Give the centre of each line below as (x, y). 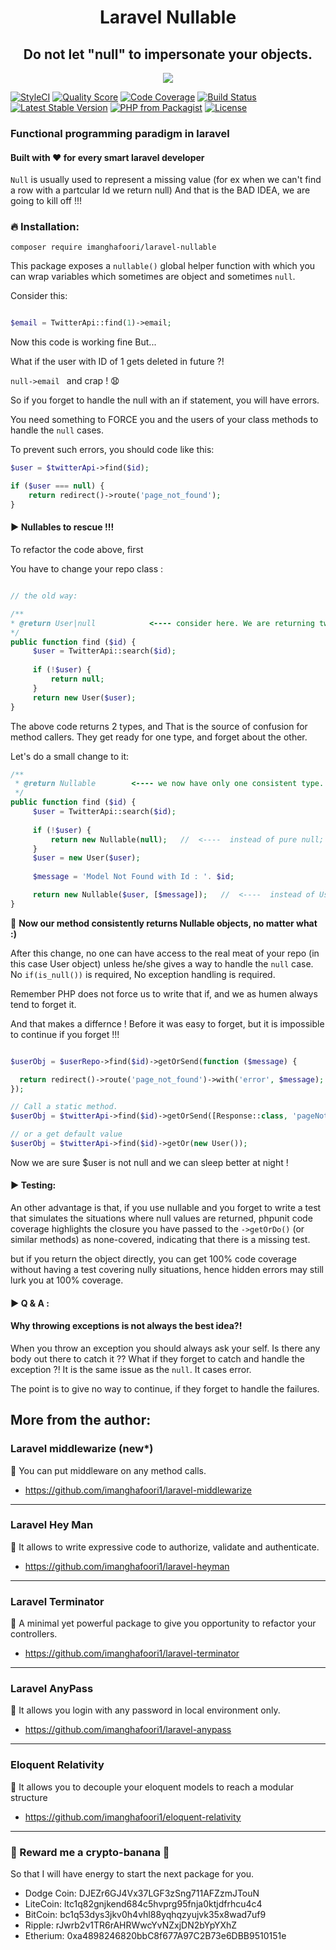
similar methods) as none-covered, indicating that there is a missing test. (160, 1240)
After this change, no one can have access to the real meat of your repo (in (165, 953)
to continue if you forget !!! (65, 1034)
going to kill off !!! (46, 201)
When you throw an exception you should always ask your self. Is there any (165, 1348)
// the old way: (44, 596)
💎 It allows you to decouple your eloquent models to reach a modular (152, 1787)
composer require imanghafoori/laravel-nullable (113, 247)
